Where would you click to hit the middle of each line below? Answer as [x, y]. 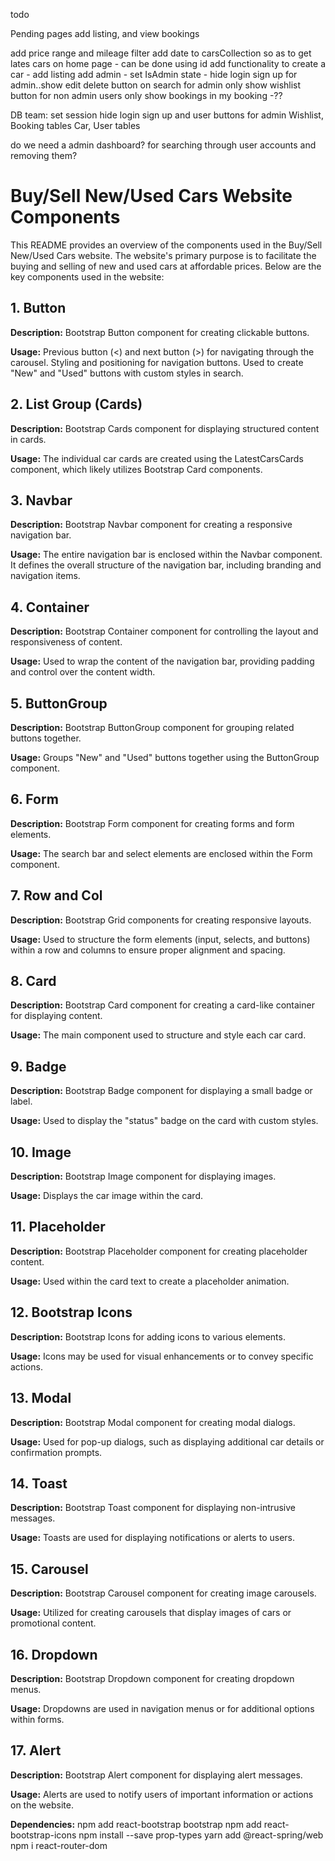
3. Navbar [41, 500]
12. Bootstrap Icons [71, 1312]
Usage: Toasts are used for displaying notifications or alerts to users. [152, 1538]
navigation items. [45, 576]
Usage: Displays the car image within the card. [106, 1196]
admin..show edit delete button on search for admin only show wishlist [156, 85]
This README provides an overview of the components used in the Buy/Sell [166, 245]
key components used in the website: [87, 276]
